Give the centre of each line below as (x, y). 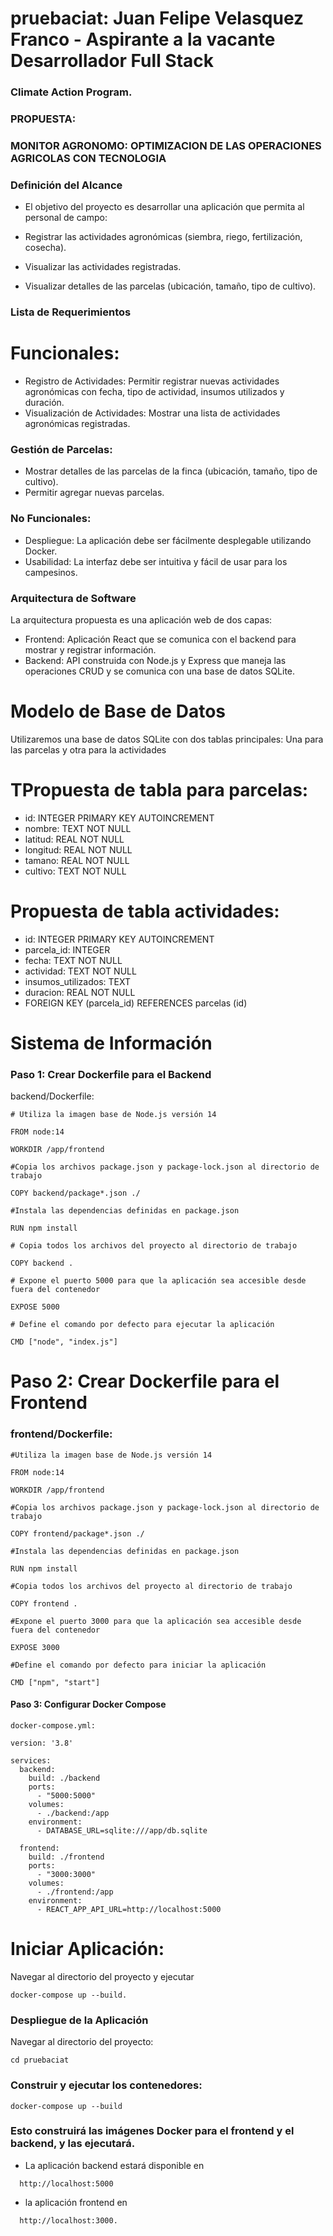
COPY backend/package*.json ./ (75, 1193)
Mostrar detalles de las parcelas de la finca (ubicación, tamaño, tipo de (171, 471)
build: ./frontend (66, 1857)
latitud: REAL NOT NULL (74, 839)
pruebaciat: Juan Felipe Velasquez (157, 18)
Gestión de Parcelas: (61, 450)
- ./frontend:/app (75, 1892)
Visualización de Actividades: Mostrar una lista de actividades (152, 413)
